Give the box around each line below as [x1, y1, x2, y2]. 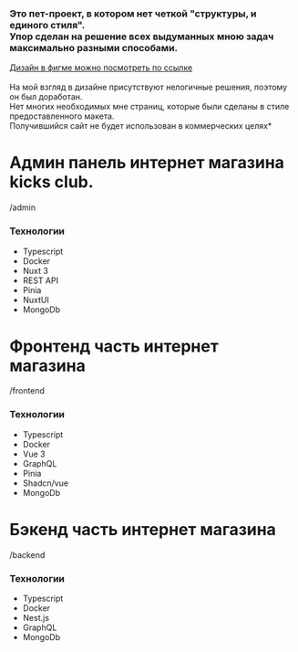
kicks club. [9, 172, 94, 193]
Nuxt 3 [22, 265, 48, 276]
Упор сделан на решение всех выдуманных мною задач [9, 30, 274, 43]
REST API [22, 275, 59, 286]
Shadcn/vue [22, 478, 69, 489]
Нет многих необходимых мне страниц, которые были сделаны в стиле [9, 101, 290, 112]
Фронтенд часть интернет [9, 336, 219, 356]
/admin [9, 202, 36, 213]
